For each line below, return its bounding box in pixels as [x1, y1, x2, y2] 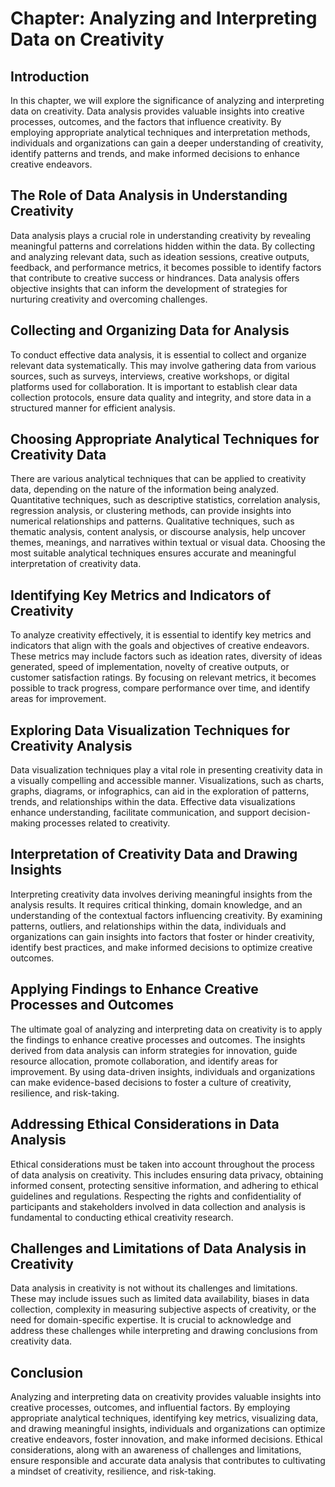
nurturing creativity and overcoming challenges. [10, 293, 208, 305]
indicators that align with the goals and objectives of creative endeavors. [10, 640, 310, 652]
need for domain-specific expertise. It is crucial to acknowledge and [10, 1314, 292, 1326]
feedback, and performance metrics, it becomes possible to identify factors [10, 261, 322, 273]
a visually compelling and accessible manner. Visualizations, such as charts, [10, 775, 325, 787]
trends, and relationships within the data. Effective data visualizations [10, 796, 296, 808]
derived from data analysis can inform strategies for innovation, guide [10, 1044, 298, 1056]
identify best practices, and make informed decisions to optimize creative [10, 941, 313, 953]
